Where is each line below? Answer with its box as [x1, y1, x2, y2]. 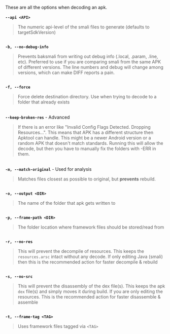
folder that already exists [17, 99, 70, 105]
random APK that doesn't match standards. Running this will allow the [17, 140, 163, 146]
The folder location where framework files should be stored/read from [17, 224, 164, 230]
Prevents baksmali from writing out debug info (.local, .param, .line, [17, 53, 158, 59]
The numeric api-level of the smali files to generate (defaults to [17, 24, 150, 30]
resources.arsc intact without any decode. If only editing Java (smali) [17, 253, 163, 259]
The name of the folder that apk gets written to [17, 200, 116, 206]
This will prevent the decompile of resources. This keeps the [17, 248, 145, 254]
